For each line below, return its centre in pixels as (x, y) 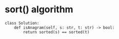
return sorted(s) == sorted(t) (56, 32)
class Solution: (22, 23)
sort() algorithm (39, 9)
